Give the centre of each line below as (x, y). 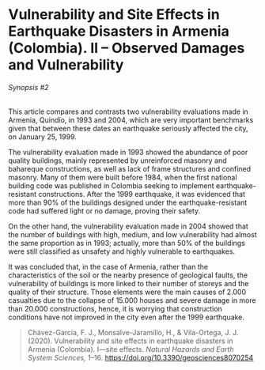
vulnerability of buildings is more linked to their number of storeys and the (129, 284)
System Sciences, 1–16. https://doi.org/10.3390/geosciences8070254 (140, 358)
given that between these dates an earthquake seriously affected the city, (128, 129)
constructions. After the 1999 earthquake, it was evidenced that (142, 194)
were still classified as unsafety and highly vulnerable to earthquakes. (122, 251)
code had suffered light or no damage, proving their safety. (104, 211)
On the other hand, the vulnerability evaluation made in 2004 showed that (129, 226)
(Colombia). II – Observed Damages (127, 48)
